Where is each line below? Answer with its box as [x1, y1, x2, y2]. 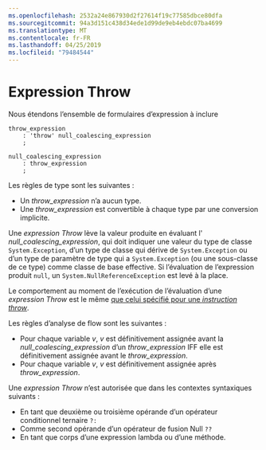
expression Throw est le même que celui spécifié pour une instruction [8, 294, 237, 303]
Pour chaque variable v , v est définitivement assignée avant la [19, 334, 225, 343]
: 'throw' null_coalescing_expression [22, 131, 151, 139]
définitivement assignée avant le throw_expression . [19, 350, 189, 360]
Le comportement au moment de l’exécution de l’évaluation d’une [8, 286, 222, 295]
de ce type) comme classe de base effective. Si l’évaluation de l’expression [8, 262, 255, 272]
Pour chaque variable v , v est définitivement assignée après [19, 359, 217, 369]
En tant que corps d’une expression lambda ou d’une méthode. [19, 432, 226, 442]
